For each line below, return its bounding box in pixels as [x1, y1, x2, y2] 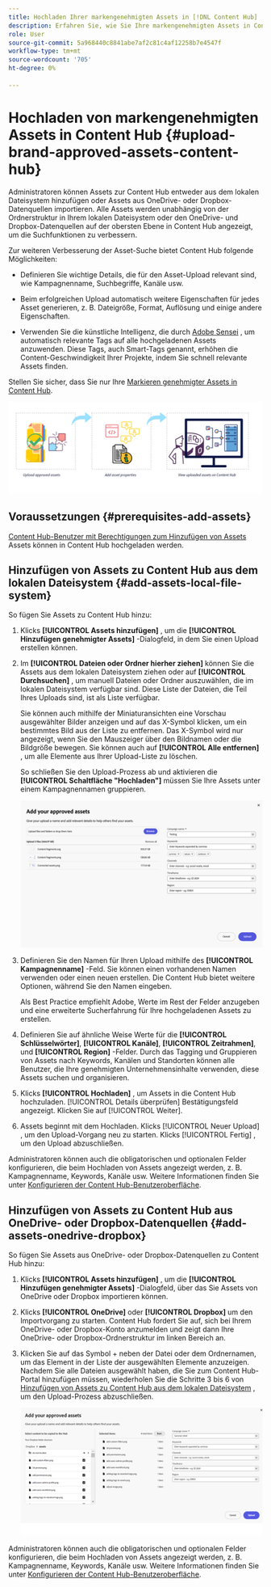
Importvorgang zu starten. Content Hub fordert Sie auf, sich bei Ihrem [19, 1315, 252, 1325]
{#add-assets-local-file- [115, 576, 242, 589]
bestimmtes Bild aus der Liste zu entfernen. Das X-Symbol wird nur [19, 726, 244, 736]
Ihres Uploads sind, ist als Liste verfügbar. [19, 693, 161, 703]
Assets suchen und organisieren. [19, 1073, 130, 1083]
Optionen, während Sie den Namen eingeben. [19, 981, 172, 991]
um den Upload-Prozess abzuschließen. [19, 1391, 154, 1401]
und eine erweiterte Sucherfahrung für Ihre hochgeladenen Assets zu [19, 1006, 252, 1015]
